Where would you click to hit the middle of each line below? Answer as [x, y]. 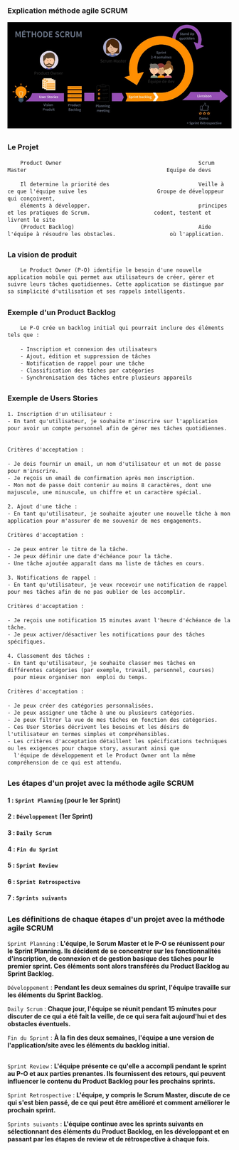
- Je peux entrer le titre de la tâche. [68, 549]
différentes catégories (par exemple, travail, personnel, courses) [111, 670]
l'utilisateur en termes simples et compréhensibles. [89, 734]
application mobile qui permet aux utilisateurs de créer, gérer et [111, 277]
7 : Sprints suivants [37, 898]
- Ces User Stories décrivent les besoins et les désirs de [99, 727]
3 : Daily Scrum [30, 833]
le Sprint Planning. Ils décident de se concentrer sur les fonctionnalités [115, 951]
